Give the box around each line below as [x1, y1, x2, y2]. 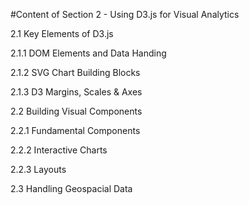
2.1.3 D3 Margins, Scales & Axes [10, 86, 143, 98]
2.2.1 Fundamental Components [10, 125, 141, 136]
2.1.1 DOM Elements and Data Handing [10, 47, 167, 59]
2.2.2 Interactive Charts [10, 144, 108, 156]
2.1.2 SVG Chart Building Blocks [10, 67, 141, 78]
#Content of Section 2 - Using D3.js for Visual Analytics [10, 9, 240, 20]
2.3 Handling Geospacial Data [10, 183, 133, 194]
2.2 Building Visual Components [10, 105, 143, 117]
